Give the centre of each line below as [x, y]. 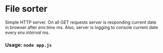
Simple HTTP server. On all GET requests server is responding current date [81, 22]
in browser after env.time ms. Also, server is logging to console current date [81, 27]
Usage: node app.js [29, 45]
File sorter [26, 9]
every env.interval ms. [27, 32]
